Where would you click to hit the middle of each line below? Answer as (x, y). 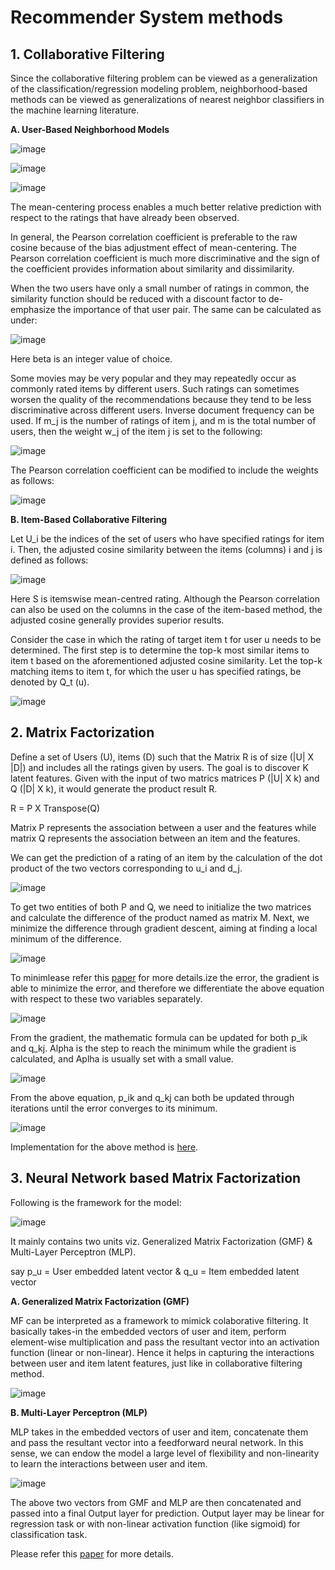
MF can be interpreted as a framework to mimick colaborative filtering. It (159, 1320)
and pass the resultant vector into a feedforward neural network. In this (157, 1442)
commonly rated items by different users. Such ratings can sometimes (155, 389)
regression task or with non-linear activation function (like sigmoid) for (155, 1523)
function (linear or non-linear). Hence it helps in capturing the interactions (162, 1352)
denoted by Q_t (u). (50, 682)
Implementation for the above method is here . (104, 1147)
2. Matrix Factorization (82, 732)
